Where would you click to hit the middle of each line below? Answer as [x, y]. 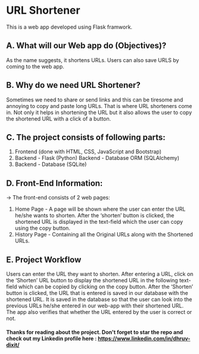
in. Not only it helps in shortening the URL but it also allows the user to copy [99, 112]
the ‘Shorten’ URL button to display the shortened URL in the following [92, 280]
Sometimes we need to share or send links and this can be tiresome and [95, 100]
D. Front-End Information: [55, 183]
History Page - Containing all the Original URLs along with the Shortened [104, 235]
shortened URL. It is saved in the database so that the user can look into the [99, 299]
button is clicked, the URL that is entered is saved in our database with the [97, 293]
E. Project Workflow [44, 259]
